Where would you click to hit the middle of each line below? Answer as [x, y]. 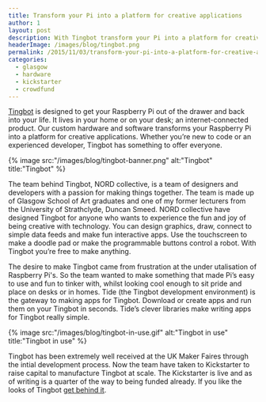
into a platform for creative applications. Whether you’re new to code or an [130, 137]
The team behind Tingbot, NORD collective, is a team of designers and [123, 184]
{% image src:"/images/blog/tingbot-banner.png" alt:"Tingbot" [110, 161]
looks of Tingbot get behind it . [57, 390]
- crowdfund [35, 89]
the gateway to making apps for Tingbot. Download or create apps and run [130, 301]
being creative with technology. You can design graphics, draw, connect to [130, 226]
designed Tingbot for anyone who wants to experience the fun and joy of [127, 218]
